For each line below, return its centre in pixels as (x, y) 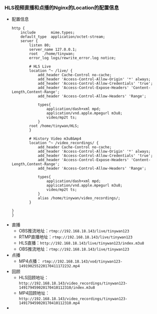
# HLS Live (40, 66)
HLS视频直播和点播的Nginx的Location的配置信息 (62, 7)
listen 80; (40, 45)
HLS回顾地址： (34, 278)
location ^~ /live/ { (51, 71)
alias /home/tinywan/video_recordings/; (79, 198)
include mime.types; (48, 33)
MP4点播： (30, 261)
